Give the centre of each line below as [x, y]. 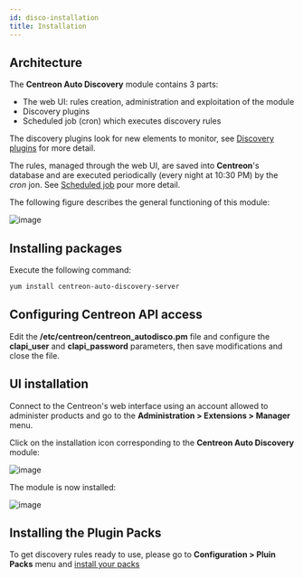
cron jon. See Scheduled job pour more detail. [95, 185]
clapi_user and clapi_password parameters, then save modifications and [146, 346]
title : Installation [48, 26]
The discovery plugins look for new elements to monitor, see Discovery [142, 139]
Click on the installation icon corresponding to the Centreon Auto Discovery [152, 443]
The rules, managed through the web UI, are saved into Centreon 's [134, 166]
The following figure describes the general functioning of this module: [140, 202]
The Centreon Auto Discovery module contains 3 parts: [114, 84]
